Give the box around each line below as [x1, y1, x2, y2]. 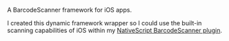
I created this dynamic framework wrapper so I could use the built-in [7, 19, 202, 27]
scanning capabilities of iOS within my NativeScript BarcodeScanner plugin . [7, 27, 223, 34]
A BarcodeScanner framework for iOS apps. [7, 6, 132, 14]
